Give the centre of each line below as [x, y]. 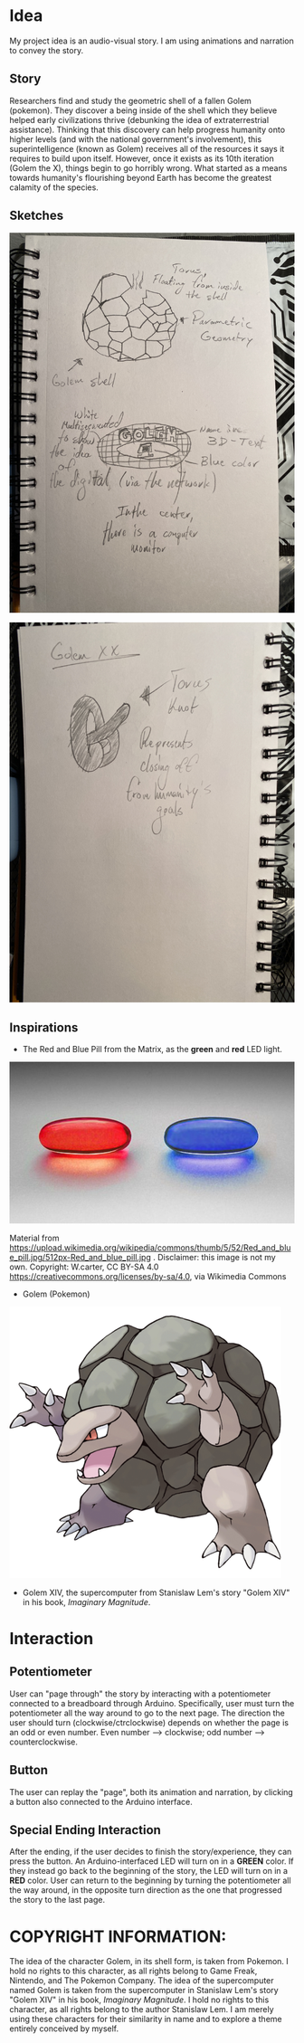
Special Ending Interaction [85, 1830]
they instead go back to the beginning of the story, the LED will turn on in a [148, 1871]
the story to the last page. [57, 1900]
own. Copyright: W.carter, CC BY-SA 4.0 [84, 1267]
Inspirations [44, 1027]
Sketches [37, 216]
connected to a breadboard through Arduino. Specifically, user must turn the [152, 1703]
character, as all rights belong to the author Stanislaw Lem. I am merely [142, 2010]
